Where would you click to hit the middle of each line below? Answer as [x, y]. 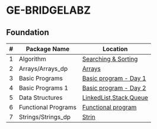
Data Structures [41, 97]
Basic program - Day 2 [114, 88]
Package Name [48, 49]
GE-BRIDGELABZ [48, 10]
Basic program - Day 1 [114, 78]
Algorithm [32, 59]
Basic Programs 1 [44, 88]
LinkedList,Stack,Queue [115, 97]
